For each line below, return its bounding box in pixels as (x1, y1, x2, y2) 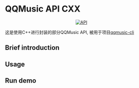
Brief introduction (5, 44, 60, 52)
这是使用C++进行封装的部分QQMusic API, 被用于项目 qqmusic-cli (5, 29, 134, 35)
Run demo (5, 76, 36, 85)
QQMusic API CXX (5, 3, 81, 15)
